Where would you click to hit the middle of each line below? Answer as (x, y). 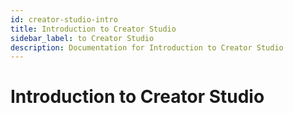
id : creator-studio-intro (64, 19)
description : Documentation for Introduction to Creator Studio (147, 47)
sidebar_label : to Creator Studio (82, 38)
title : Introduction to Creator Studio (93, 29)
